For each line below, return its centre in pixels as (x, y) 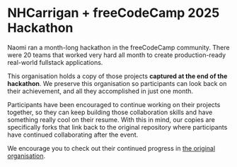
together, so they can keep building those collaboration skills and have (110, 112)
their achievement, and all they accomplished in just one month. (100, 91)
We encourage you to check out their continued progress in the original (111, 148)
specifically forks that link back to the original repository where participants (117, 127)
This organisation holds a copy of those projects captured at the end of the (117, 76)
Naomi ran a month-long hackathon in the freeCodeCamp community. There (118, 47)
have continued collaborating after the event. (73, 135)
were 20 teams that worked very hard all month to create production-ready (117, 55)
